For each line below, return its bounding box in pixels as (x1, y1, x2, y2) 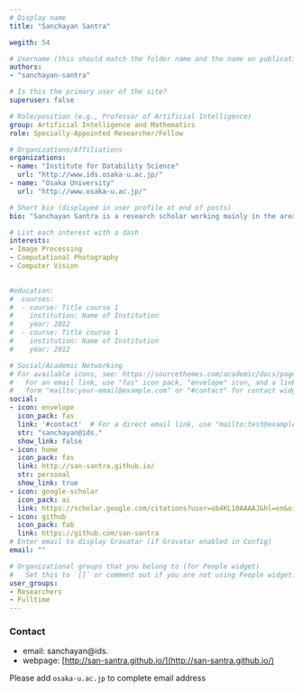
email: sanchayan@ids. (22, 646, 109, 657)
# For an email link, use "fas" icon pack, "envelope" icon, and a (9, 378, 277, 387)
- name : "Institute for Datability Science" (9, 161, 179, 171)
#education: (9, 286, 54, 295)
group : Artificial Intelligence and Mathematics (9, 120, 196, 129)
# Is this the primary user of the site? (9, 88, 168, 97)
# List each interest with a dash (9, 227, 140, 237)
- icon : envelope (9, 403, 75, 412)
